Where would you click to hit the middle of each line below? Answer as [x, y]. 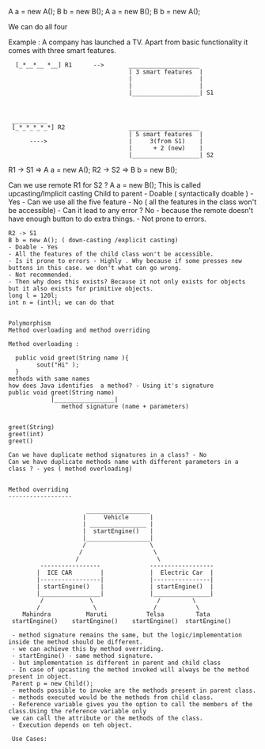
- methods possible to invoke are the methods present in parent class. [134, 690]
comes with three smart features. [62, 50]
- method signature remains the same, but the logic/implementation [127, 635]
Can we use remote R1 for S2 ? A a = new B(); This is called [105, 185]
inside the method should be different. [76, 642]
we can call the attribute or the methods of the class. [107, 718]
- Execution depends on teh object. [72, 725]
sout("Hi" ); [58, 365]
